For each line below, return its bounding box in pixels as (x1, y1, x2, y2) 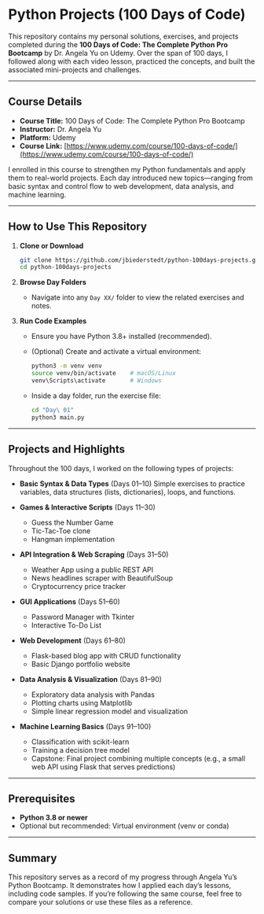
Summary (8, 851, 57, 864)
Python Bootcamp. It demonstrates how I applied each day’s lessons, (8, 881, 232, 890)
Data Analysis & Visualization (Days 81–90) (19, 674, 163, 684)
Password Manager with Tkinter (31, 612, 135, 621)
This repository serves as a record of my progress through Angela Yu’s (8, 872, 237, 882)
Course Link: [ (19, 141, 67, 150)
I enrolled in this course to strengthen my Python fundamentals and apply (8, 164, 246, 174)
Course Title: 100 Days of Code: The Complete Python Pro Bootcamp (19, 116, 245, 125)
